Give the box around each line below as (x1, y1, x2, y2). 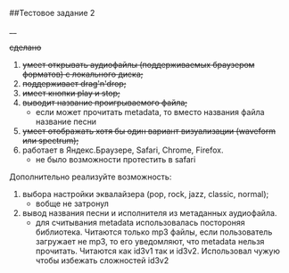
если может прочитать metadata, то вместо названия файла (35, 107, 265, 117)
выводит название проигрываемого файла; (21, 97, 188, 108)
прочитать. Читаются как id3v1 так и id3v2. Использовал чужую (35, 245, 281, 256)
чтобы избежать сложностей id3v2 (35, 255, 169, 266)
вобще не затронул (35, 198, 109, 209)
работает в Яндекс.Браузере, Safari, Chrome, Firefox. (21, 145, 224, 155)
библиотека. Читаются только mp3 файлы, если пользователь (35, 227, 273, 237)
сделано (9, 42, 42, 53)
